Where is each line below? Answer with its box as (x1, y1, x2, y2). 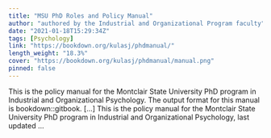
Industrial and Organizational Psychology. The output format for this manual (8, 94, 261, 105)
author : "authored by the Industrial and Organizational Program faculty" (8, 19, 265, 27)
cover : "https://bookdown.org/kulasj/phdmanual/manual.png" (8, 57, 215, 65)
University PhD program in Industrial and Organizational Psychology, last (8, 112, 250, 122)
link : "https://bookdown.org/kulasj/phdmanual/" (8, 42, 175, 50)
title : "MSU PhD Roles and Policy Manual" (8, 11, 153, 20)
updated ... (8, 120, 44, 130)
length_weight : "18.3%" (8, 49, 89, 57)
